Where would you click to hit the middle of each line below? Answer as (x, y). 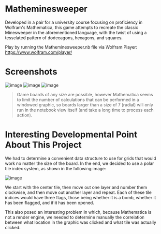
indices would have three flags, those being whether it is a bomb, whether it (80, 197)
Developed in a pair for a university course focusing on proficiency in (74, 22)
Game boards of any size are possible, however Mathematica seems (85, 94)
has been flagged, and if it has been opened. (50, 203)
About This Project (44, 145)
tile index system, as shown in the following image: (56, 168)
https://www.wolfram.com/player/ (39, 52)
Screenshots (31, 72)
